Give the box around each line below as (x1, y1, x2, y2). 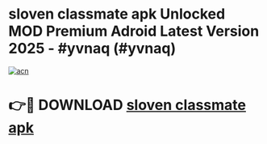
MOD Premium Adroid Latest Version (8, 22, 260, 40)
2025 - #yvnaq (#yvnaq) (8, 40, 176, 57)
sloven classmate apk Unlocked (8, 5, 226, 23)
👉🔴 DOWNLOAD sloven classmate (8, 96, 246, 114)
